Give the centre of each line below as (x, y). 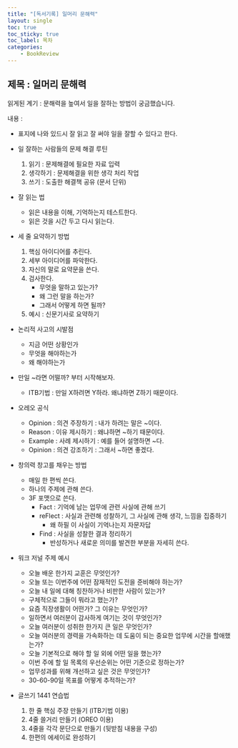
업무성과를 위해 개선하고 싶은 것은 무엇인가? (89, 671)
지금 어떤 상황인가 (53, 344)
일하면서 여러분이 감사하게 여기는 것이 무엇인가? (95, 617)
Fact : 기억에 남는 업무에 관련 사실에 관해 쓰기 (103, 507)
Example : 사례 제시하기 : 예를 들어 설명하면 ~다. (96, 441)
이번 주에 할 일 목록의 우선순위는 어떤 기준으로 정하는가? (106, 662)
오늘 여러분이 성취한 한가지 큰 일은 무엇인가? (90, 627)
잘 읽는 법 (31, 196)
